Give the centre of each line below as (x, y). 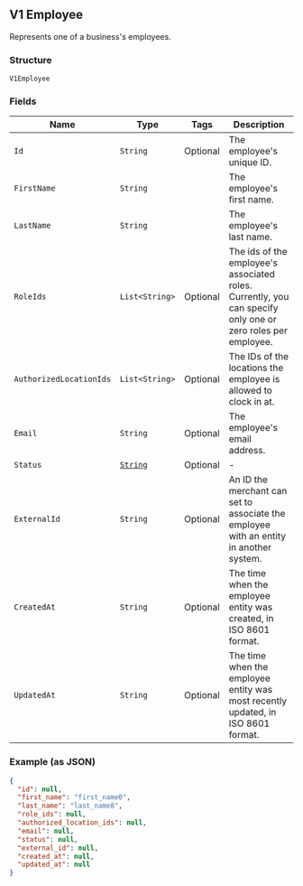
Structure (31, 60)
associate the (257, 514)
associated (252, 275)
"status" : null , (48, 839)
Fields (23, 101)
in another (250, 547)
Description (259, 125)
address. (247, 451)
